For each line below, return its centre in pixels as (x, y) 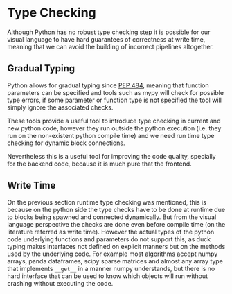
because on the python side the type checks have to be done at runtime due (116, 209)
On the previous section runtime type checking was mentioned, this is (107, 202)
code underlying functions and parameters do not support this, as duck (109, 239)
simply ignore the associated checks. (60, 107)
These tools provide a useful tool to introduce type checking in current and (114, 121)
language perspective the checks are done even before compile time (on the (116, 224)
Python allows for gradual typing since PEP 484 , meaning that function (108, 85)
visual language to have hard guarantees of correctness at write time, (106, 39)
